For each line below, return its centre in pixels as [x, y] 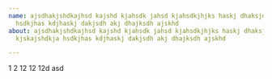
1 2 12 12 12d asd [36, 69]
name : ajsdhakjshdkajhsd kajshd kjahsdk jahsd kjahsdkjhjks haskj [123, 16]
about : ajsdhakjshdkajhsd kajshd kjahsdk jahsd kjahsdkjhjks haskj [125, 31]
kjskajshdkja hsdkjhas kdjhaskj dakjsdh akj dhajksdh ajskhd [121, 38]
